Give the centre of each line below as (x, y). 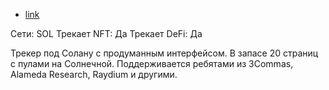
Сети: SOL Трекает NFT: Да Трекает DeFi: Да (106, 33)
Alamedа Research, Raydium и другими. (94, 74)
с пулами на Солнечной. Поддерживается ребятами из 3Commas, (152, 63)
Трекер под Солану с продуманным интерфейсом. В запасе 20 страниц (164, 53)
